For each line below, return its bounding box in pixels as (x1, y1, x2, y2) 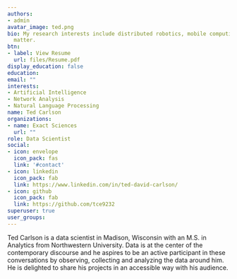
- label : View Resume (7, 50, 71, 57)
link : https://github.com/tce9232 (13, 201, 115, 208)
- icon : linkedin (7, 167, 59, 175)
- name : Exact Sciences (7, 121, 78, 129)
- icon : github (7, 188, 52, 195)
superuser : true (7, 208, 55, 215)
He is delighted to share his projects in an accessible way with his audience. (7, 263, 229, 272)
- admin (7, 17, 30, 24)
